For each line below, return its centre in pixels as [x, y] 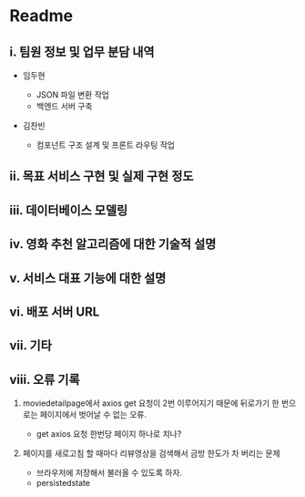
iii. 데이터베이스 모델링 [69, 210]
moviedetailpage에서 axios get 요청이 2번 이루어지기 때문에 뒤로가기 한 [151, 403]
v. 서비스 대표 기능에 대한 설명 [88, 278]
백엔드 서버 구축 [64, 106]
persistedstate [63, 483]
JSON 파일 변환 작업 [72, 95]
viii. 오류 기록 [45, 379]
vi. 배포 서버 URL [55, 311]
